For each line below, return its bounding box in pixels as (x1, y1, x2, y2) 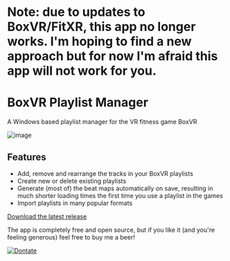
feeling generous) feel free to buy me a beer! (7, 233, 135, 241)
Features (7, 151, 46, 163)
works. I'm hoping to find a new (7, 34, 192, 49)
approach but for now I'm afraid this (7, 48, 218, 64)
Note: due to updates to (7, 4, 145, 20)
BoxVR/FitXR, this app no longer (7, 19, 196, 35)
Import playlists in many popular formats (17, 199, 133, 207)
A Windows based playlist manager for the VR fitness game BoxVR (7, 118, 197, 126)
